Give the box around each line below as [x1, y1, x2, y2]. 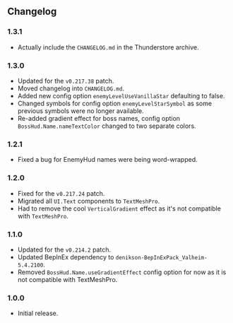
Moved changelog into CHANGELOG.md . [17, 84, 125, 93]
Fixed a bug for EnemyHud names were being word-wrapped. [17, 155, 198, 164]
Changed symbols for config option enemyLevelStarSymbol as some [17, 99, 213, 107]
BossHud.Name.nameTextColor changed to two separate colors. [17, 122, 196, 130]
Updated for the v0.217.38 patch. [17, 76, 114, 85]
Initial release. [17, 309, 59, 317]
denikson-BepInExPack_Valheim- [115, 254, 208, 261]
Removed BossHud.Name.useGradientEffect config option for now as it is [17, 268, 227, 276]
